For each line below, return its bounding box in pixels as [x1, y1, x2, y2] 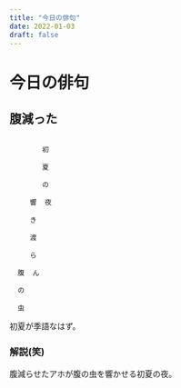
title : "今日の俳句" [9, 13, 80, 23]
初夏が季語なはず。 [9, 321, 81, 332]
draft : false [9, 30, 59, 39]
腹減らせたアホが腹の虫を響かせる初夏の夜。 [9, 368, 177, 379]
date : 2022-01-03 [9, 22, 75, 31]
